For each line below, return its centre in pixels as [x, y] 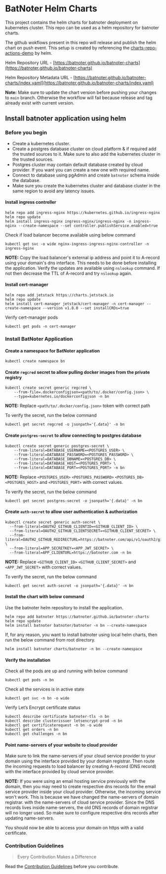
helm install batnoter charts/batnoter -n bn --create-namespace [74, 649]
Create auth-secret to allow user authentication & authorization [71, 512]
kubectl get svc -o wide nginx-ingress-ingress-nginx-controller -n [77, 244]
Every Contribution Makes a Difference [57, 857]
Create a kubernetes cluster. [41, 143]
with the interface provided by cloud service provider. [60, 772]
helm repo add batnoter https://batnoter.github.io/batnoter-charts [77, 617]
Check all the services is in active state [45, 689]
